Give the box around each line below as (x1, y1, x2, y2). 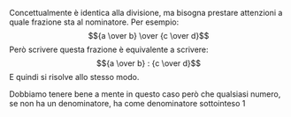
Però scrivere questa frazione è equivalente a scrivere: (9, 44, 210, 55)
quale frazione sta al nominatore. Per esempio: (9, 17, 180, 27)
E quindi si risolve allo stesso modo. (9, 72, 140, 82)
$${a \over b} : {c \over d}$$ (96, 58, 202, 69)
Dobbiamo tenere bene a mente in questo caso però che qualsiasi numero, (9, 89, 281, 99)
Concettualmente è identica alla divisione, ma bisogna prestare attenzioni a (9, 8, 283, 18)
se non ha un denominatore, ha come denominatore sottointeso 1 (9, 99, 246, 108)
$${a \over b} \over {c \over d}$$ (88, 31, 210, 40)
